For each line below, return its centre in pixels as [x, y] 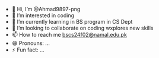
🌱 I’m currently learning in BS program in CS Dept [72, 22]
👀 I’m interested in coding [43, 15]
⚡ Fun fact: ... [28, 50]
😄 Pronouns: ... [31, 43]
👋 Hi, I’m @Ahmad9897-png [46, 9]
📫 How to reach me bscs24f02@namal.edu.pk [69, 35]
